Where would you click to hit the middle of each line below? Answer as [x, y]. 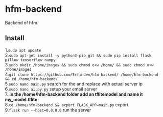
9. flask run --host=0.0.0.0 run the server [48, 110]
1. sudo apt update [23, 50]
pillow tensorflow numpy [30, 60]
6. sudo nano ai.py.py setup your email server [51, 89]
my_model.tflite [21, 99]
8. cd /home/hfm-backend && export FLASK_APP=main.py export [67, 105]
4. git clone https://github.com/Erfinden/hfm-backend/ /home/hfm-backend [81, 74]
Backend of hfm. [22, 23]
